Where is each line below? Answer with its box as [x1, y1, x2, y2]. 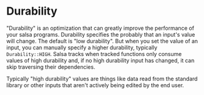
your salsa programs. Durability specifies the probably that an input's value [6, 30, 195, 38]
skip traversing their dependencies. [6, 63, 96, 71]
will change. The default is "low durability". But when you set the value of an [6, 37, 199, 44]
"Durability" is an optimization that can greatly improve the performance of [6, 24, 194, 32]
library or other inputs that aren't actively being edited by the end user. [6, 81, 184, 89]
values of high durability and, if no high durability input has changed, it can [6, 57, 195, 64]
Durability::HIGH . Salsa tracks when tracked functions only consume [6, 50, 182, 57]
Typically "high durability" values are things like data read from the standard [6, 75, 198, 82]
